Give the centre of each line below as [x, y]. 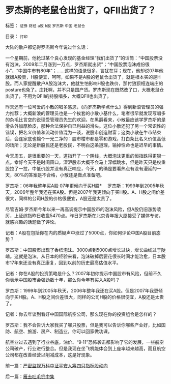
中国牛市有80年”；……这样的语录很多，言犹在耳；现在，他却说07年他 [91, 70]
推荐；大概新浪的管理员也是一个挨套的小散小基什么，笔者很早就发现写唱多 [88, 113]
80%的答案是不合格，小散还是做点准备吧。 [59, 175]
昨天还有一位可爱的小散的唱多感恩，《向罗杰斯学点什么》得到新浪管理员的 [82, 107]
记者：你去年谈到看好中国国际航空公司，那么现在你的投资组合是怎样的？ [81, 314]
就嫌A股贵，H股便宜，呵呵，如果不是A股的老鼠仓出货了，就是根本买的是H [83, 77]
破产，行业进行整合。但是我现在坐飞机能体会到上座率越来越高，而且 [85, 348]
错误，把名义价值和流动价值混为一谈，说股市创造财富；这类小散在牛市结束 [83, 132]
